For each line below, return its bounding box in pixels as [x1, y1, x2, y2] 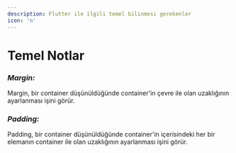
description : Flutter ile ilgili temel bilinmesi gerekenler [7, 10, 192, 18]
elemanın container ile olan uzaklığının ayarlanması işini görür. [7, 137, 188, 146]
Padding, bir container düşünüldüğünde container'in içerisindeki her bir [7, 130, 215, 139]
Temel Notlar [7, 47, 85, 64]
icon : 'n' [7, 17, 37, 24]
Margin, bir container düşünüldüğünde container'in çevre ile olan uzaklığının [7, 89, 230, 97]
